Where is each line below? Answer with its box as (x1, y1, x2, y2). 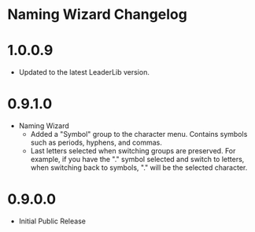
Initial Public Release (18, 216, 86, 226)
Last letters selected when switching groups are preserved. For (30, 146, 236, 156)
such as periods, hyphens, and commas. (30, 138, 162, 147)
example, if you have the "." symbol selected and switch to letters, (30, 155, 245, 164)
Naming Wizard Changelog (7, 6, 188, 24)
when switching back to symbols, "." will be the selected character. (30, 163, 248, 172)
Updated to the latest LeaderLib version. (18, 68, 150, 77)
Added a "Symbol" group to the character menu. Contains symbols (30, 130, 248, 139)
